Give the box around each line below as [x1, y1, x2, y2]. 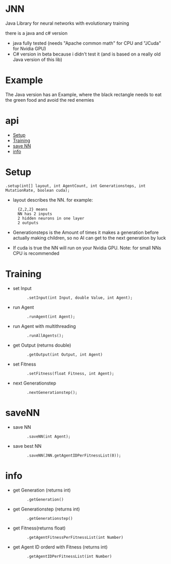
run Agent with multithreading [12, 323, 76, 329]
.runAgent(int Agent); [26, 314, 75, 319]
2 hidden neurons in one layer [17, 215, 85, 221]
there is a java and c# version [5, 30, 68, 36]
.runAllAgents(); [26, 333, 64, 338]
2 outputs [17, 220, 39, 225]
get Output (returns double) [12, 342, 71, 348]
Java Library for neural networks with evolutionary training [5, 20, 129, 26]
